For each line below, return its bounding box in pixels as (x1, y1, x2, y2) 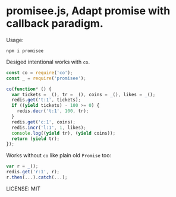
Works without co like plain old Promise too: (6, 152, 112, 159)
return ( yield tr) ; (11, 135, 60, 142)
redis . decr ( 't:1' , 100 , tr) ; (17, 108, 89, 114)
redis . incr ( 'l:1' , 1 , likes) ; (11, 125, 86, 131)
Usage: (6, 36, 24, 43)
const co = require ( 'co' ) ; (6, 69, 73, 75)
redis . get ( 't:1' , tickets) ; (11, 97, 81, 103)
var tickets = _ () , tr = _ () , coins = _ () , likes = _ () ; (11, 91, 156, 97)
